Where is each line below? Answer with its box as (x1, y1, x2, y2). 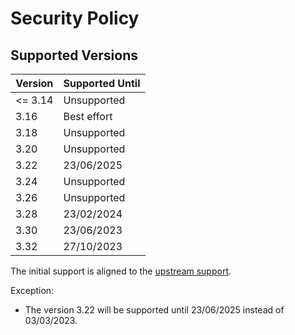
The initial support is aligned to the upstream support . (10, 265, 232, 277)
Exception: (10, 285, 55, 296)
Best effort (63, 110, 113, 123)
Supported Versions (10, 47, 138, 64)
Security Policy (10, 7, 140, 30)
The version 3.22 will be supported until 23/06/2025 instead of (24, 304, 285, 316)
